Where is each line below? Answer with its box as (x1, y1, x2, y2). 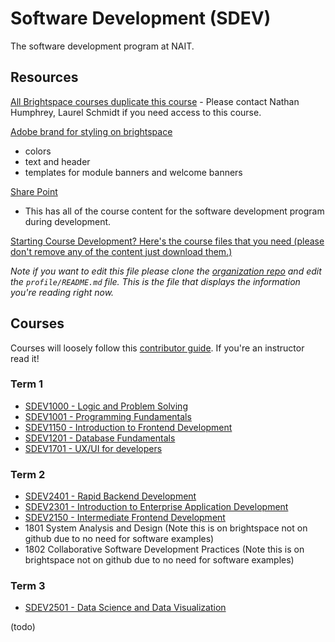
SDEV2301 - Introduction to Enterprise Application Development (24, 501, 289, 513)
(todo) (10, 621, 36, 633)
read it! (10, 352, 40, 364)
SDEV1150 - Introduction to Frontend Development (24, 421, 233, 433)
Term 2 (10, 467, 46, 481)
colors (24, 145, 52, 157)
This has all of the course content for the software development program (24, 205, 325, 217)
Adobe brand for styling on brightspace (10, 125, 173, 137)
